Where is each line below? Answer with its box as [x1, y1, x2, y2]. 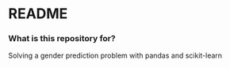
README [8, 5, 68, 23]
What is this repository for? [8, 33, 117, 44]
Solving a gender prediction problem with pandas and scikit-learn [8, 51, 223, 60]
